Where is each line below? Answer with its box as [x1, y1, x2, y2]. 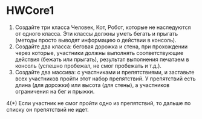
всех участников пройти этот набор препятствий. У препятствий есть [15, 75, 196, 82]
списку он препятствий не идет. [6, 106, 89, 113]
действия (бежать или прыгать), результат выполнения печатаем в [15, 56, 189, 63]
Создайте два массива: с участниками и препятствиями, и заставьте [15, 68, 195, 76]
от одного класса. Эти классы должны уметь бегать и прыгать [15, 30, 178, 37]
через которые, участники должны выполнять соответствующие [15, 49, 184, 56]
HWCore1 [6, 4, 54, 18]
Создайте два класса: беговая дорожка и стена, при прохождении [15, 43, 188, 50]
